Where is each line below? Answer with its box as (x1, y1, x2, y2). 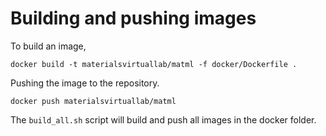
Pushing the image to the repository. (10, 77, 160, 89)
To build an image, (10, 40, 87, 52)
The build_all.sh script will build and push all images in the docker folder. (10, 113, 317, 126)
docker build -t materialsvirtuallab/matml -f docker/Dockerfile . (10, 59, 298, 69)
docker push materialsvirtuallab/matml (10, 96, 177, 106)
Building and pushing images (10, 7, 257, 30)
